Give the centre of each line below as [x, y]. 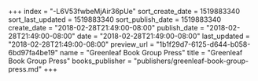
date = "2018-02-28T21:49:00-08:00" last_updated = [164, 36]
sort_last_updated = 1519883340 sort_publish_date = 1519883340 [115, 19]
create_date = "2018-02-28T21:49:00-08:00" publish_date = [106, 28]
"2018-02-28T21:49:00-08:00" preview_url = [81, 44]
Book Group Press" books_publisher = [70, 61]
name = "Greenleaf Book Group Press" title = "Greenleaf [151, 53]
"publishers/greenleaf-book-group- [191, 61]
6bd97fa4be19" [33, 53]
